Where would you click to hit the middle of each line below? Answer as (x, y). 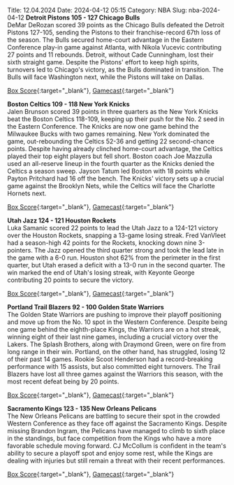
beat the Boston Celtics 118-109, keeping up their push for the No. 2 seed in (116, 119)
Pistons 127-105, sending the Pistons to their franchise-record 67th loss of (114, 32)
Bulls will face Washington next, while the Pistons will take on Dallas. (106, 77)
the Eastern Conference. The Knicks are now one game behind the (103, 126)
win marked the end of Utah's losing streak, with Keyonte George (101, 273)
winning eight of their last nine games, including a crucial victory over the (113, 337)
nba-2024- (204, 10)
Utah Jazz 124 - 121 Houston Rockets (62, 220)
